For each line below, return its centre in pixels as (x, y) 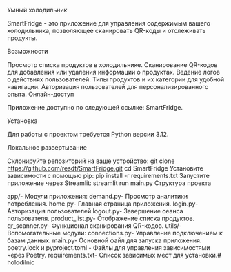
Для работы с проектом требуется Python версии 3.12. (88, 134)
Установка (22, 121)
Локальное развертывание (47, 147)
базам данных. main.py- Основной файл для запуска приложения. (104, 240)
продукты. (22, 38)
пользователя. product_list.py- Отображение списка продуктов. (101, 218)
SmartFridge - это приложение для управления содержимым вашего (109, 23)
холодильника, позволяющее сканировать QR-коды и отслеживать (107, 31)
